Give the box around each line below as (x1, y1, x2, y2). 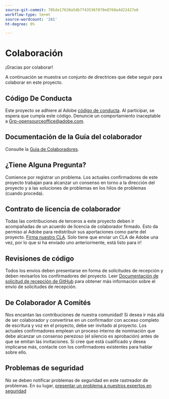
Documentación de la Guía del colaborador (5, 133, 142, 141)
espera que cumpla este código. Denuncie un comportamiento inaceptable (5, 113, 161, 119)
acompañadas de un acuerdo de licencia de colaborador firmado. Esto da (5, 223, 158, 230)
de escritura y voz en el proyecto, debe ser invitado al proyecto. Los (5, 322, 147, 328)
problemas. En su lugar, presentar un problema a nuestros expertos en (5, 382, 152, 388)
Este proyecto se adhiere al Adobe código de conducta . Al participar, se (5, 107, 155, 113)
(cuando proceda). (5, 190, 44, 196)
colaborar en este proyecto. (5, 79, 63, 86)
